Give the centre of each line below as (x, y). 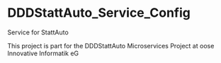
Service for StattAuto (38, 32)
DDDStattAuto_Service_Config (99, 13)
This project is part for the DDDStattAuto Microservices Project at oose (111, 45)
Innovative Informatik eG (43, 53)
